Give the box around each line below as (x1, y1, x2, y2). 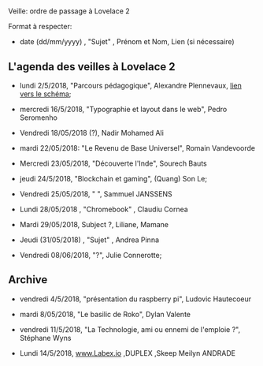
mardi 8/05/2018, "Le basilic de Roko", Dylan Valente (19, 309, 191, 319)
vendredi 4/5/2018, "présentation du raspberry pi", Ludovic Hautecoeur (19, 294, 252, 304)
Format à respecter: (8, 22, 72, 32)
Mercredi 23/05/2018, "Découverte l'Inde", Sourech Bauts (19, 159, 207, 168)
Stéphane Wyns (19, 333, 72, 342)
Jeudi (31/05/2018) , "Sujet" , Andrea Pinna (19, 235, 160, 245)
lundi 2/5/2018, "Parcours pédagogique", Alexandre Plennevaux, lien (19, 81, 242, 90)
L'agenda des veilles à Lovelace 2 (8, 60, 176, 73)
